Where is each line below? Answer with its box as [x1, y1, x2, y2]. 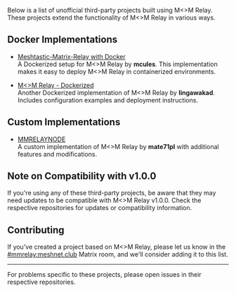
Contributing [7, 224, 65, 236]
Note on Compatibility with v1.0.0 [7, 170, 157, 182]
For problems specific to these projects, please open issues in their [7, 271, 202, 279]
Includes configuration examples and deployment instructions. [17, 96, 199, 104]
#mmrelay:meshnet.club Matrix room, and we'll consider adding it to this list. [7, 250, 228, 259]
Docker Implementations [7, 34, 118, 46]
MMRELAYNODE [17, 135, 66, 143]
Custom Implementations [7, 116, 121, 129]
